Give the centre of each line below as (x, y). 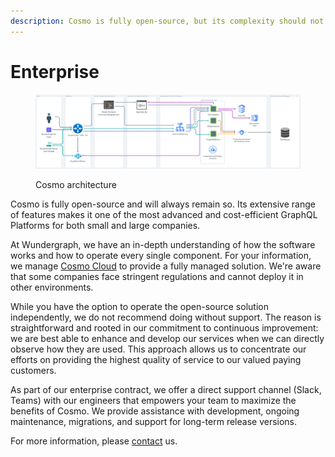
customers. (33, 370)
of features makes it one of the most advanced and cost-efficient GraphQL (164, 214)
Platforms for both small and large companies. (105, 225)
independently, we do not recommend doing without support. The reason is (166, 317)
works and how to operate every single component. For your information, (161, 255)
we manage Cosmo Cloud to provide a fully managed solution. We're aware (166, 266)
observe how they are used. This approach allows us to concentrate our (158, 349)
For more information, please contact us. (94, 441)
